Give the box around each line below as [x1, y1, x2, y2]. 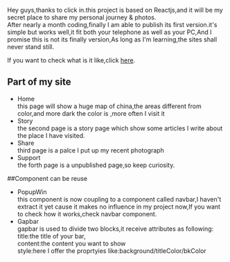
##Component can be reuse [7, 174, 88, 182]
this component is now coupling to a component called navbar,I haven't [17, 195, 222, 203]
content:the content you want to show [17, 239, 126, 247]
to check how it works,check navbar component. [17, 209, 157, 218]
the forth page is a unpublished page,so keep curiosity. [17, 161, 175, 169]
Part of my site [7, 76, 71, 88]
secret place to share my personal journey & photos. [7, 13, 157, 21]
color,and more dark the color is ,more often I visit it [17, 109, 165, 117]
